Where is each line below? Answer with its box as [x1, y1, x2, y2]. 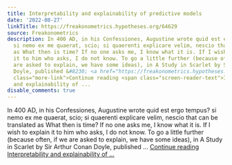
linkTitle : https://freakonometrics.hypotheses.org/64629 [7, 23, 177, 30]
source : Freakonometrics [7, 29, 79, 37]
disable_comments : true [7, 87, 76, 94]
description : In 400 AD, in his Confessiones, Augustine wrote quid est [7, 36, 221, 43]
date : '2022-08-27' [7, 17, 64, 23]
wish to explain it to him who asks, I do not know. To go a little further [7, 128, 204, 137]
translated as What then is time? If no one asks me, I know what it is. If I [7, 121, 211, 129]
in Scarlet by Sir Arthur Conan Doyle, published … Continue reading [7, 143, 200, 151]
